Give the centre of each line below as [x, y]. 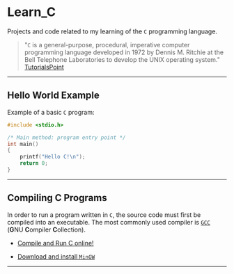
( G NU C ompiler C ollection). [46, 229]
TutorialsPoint [44, 67]
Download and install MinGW [56, 256]
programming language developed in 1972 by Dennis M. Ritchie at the [124, 52]
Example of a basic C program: [51, 112]
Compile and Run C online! [55, 243]
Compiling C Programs [57, 198]
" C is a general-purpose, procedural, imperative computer [107, 45]
